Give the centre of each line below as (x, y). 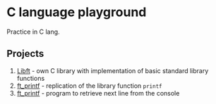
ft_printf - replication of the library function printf (89, 86)
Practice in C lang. (34, 32)
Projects (25, 54)
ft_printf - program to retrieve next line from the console (98, 93)
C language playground (77, 12)
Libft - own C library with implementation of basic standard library (113, 70)
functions (31, 78)
